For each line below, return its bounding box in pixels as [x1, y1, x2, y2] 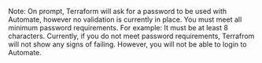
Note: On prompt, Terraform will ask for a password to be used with [8, 7, 227, 16]
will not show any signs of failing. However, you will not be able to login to [8, 40, 247, 49]
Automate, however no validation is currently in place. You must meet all [8, 15, 242, 24]
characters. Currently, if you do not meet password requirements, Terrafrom [8, 31, 255, 40]
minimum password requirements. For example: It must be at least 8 [8, 23, 228, 32]
